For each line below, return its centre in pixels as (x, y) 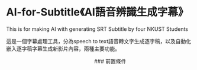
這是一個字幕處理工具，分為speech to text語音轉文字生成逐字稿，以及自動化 (99, 41)
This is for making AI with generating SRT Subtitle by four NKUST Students (97, 29)
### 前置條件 (110, 61)
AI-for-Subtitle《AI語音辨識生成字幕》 (97, 12)
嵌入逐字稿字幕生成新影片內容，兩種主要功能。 (63, 49)
